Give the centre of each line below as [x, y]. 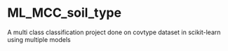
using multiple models [39, 39]
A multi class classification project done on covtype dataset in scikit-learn [114, 32]
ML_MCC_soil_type [64, 13]
